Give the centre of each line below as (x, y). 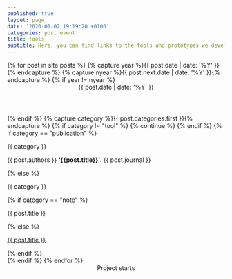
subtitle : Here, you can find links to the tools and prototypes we (108, 45)
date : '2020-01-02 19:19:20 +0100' (58, 26)
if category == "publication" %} (52, 133)
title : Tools (26, 39)
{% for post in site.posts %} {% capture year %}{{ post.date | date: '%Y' (110, 65)
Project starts (116, 268)
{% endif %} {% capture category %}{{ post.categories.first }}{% (100, 118)
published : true (30, 13)
